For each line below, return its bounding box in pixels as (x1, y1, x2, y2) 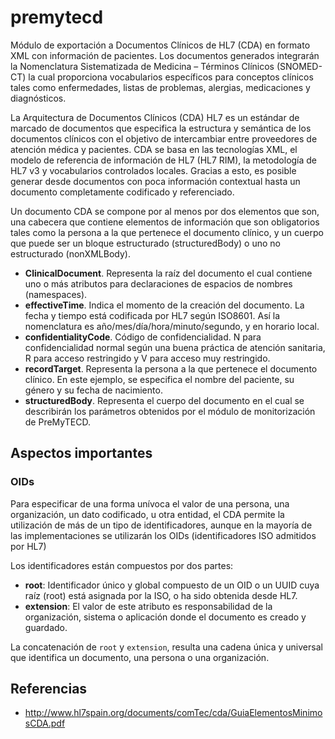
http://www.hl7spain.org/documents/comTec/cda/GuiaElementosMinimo (24, 707, 323, 719)
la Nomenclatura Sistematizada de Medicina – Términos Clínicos (10, 60, 275, 72)
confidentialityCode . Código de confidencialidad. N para (24, 331, 262, 343)
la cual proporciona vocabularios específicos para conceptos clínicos (28, 71, 314, 83)
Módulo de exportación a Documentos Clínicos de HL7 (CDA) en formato (10, 39, 311, 51)
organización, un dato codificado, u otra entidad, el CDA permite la (10, 508, 285, 520)
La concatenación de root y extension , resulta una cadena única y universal (10, 641, 323, 653)
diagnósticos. (10, 92, 67, 104)
